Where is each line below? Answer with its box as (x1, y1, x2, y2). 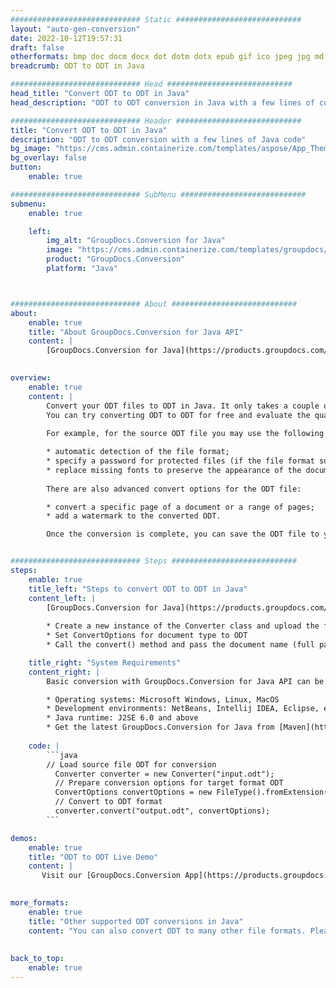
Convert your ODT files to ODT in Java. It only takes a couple (46, 401, 320, 411)
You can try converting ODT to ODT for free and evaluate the (46, 410, 311, 420)
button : (10, 162, 43, 173)
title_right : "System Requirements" (28, 657, 182, 668)
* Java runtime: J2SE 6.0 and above (46, 713, 199, 723)
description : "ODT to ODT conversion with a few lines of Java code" (10, 134, 307, 145)
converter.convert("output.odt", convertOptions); (54, 806, 271, 816)
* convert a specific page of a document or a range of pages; (46, 502, 315, 512)
